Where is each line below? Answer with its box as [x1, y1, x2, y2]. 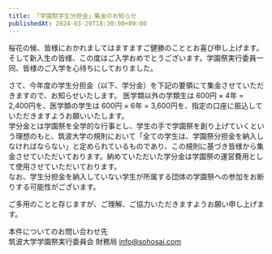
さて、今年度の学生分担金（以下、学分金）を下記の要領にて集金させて [8, 80, 244, 90]
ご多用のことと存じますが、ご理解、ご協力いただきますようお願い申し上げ [8, 199, 257, 209]
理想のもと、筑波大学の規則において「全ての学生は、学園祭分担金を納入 [15, 131, 257, 140]
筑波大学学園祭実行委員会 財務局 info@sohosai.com [8, 236, 182, 246]
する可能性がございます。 [15, 182, 101, 192]
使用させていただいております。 [15, 161, 122, 171]
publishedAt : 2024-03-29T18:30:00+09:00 [8, 19, 148, 28]
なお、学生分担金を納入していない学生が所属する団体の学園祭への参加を [8, 171, 250, 181]
